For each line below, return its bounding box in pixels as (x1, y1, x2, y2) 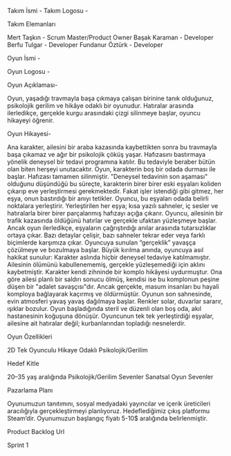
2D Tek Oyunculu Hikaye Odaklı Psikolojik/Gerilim (7, 346, 148, 354)
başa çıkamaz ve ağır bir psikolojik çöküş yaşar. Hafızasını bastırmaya (7, 151, 206, 158)
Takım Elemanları (7, 20, 56, 28)
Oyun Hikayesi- (7, 130, 52, 137)
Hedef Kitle (7, 359, 39, 368)
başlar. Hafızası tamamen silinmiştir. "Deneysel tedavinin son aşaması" (7, 173, 208, 180)
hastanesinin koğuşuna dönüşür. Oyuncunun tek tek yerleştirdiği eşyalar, (7, 312, 214, 320)
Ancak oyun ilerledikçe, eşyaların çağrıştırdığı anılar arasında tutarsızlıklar (7, 224, 216, 231)
